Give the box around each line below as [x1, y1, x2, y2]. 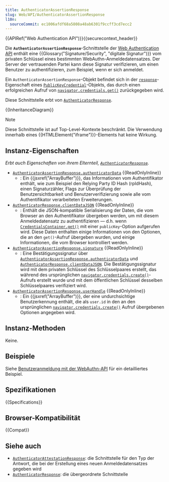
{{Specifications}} [5, 399, 43, 405]
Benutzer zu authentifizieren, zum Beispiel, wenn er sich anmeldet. [5, 67, 144, 73]
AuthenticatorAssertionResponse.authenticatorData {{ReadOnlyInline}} [12, 170, 161, 176]
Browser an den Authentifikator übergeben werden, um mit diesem [20, 213, 159, 219]
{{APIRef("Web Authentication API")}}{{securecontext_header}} [5, 35, 138, 41]
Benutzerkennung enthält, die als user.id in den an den [20, 299, 135, 305]
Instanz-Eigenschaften [5, 146, 79, 155]
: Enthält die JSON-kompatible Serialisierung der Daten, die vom [20, 207, 154, 213]
